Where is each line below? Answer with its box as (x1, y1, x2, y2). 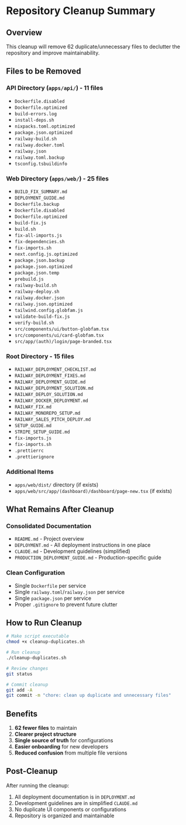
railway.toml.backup (14, 155, 65, 160)
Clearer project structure (14, 730, 77, 738)
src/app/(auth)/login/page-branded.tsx (14, 338, 112, 344)
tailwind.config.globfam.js (14, 307, 83, 313)
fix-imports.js (14, 435, 52, 441)
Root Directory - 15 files (6, 352, 74, 360)
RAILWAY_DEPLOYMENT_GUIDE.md (14, 379, 86, 385)
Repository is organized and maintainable (14, 812, 115, 819)
